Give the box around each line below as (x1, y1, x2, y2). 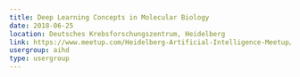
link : (9, 37, 29, 47)
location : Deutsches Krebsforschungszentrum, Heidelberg (9, 29, 226, 38)
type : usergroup (9, 54, 70, 63)
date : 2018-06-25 (9, 21, 74, 30)
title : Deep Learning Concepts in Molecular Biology (9, 12, 210, 22)
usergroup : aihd (9, 46, 70, 55)
